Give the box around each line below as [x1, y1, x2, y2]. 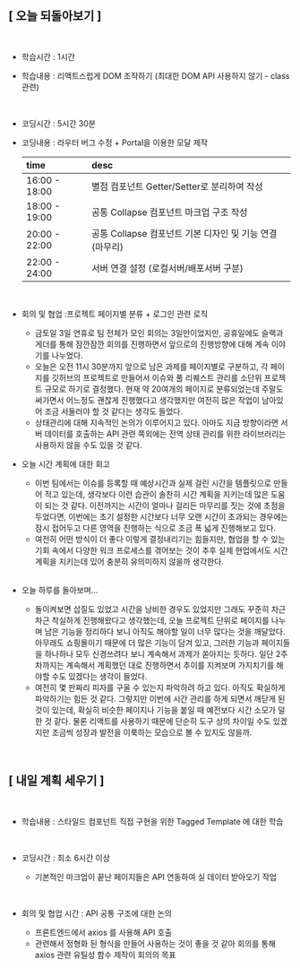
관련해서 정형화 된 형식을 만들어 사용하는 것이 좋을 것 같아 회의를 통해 [34, 938, 277, 948]
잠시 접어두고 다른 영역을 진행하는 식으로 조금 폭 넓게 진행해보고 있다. [34, 523, 277, 533]
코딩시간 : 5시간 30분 [21, 117, 96, 128]
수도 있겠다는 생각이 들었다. [51, 670, 148, 681]
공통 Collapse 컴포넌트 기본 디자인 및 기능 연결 [91, 227, 278, 239]
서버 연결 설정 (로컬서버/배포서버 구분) [91, 262, 244, 274]
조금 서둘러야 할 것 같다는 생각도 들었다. [44, 406, 184, 417]
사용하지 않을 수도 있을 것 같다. [34, 439, 142, 450]
